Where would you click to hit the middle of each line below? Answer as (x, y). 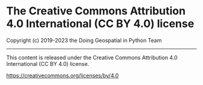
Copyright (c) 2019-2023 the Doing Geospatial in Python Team (84, 40)
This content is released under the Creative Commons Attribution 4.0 (92, 57)
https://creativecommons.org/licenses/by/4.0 (63, 75)
